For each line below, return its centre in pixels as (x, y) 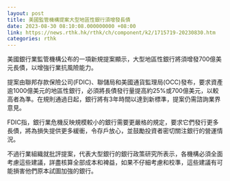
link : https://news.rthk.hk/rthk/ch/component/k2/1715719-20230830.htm (111, 32)
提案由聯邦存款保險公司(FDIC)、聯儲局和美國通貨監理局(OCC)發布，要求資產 (115, 82)
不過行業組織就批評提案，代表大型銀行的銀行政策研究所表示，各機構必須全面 (115, 154)
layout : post (26, 13)
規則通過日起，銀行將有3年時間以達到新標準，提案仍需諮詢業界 (132, 99)
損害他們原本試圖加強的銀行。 (55, 171)
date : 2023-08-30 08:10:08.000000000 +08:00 (72, 26)
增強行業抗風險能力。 (67, 68)
